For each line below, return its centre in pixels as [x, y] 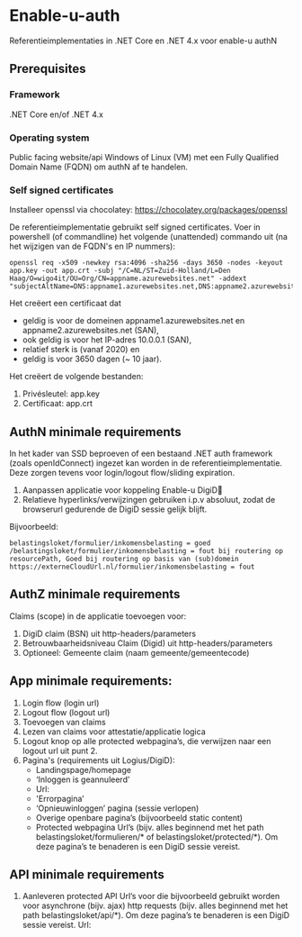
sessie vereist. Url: [57, 925]
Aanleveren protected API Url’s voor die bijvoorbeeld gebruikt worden [151, 896]
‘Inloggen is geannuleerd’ [83, 779]
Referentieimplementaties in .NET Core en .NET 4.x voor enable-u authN [143, 41]
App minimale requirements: [91, 681]
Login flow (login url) [61, 703]
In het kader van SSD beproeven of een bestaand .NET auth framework [141, 454]
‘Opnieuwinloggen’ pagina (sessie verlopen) [117, 808]
